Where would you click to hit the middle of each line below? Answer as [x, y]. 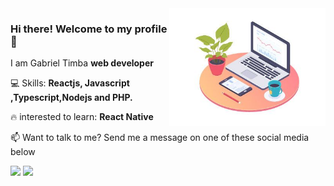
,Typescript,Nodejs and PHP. [71, 98]
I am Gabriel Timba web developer [82, 63]
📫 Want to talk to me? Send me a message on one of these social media [160, 138]
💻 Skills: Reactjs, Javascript [70, 83]
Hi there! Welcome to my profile [89, 29]
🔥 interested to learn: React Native [82, 117]
